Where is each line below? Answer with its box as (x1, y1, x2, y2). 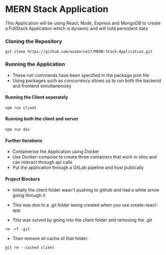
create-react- (130, 202, 159, 208)
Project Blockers (5, 176, 40, 182)
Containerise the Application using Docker (12, 148, 100, 154)
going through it (12, 192, 46, 198)
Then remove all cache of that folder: (12, 235, 89, 241)
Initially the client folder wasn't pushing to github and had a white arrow (12, 187, 160, 193)
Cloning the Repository (5, 37, 62, 44)
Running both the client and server (5, 116, 79, 122)
